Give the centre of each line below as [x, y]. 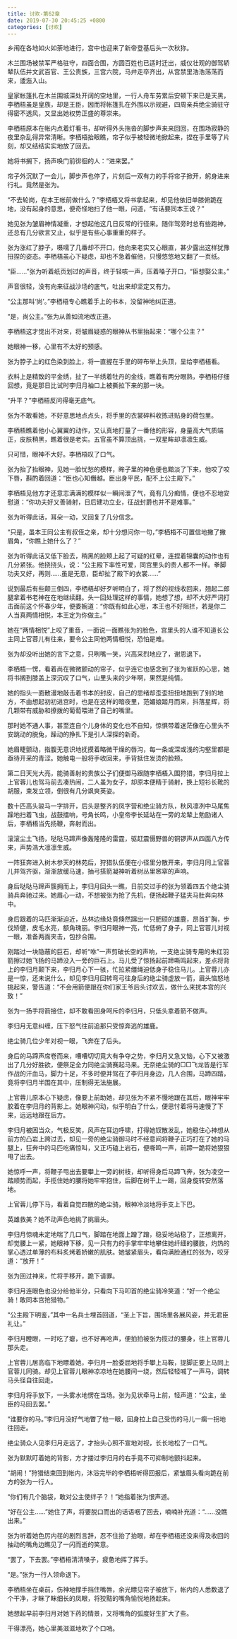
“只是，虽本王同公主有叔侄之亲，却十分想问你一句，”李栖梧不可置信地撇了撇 [117, 532]
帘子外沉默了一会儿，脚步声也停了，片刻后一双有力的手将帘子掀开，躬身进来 [119, 176]
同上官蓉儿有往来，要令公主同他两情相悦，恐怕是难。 [90, 639]
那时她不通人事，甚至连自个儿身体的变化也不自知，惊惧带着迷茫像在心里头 [115, 726]
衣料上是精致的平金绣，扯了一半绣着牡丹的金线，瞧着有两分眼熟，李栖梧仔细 [119, 377]
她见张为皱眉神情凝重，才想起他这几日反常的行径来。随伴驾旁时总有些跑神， [119, 224]
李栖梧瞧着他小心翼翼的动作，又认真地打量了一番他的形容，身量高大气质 [112, 430]
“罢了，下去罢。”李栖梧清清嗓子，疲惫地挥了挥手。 [80, 1560]
